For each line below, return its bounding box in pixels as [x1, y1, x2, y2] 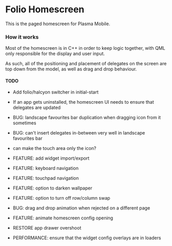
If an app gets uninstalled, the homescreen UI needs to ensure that [12, 99, 154, 105]
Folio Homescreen [5, 4, 85, 15]
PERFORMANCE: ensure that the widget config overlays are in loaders [12, 235, 161, 241]
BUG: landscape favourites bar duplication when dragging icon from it [12, 115, 161, 121]
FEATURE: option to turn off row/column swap [12, 195, 110, 201]
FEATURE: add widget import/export [12, 155, 90, 161]
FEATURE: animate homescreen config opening [12, 215, 113, 221]
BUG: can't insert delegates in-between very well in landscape [12, 130, 145, 136]
